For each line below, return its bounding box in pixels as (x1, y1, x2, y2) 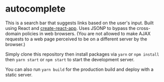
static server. (5, 71, 33, 77)
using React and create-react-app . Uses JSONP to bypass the (5, 25, 136, 31)
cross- (136, 25, 151, 31)
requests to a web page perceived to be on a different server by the (5, 36, 148, 42)
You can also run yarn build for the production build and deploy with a (5, 66, 154, 72)
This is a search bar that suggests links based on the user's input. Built (5, 20, 154, 26)
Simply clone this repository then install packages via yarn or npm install (5, 51, 159, 57)
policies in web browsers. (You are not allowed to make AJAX (22, 30, 151, 36)
